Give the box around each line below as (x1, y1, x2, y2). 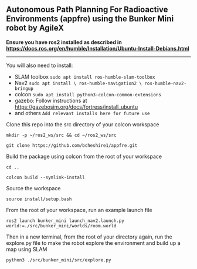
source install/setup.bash (6, 196, 72, 202)
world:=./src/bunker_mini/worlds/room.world (6, 223, 117, 228)
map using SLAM (6, 246, 47, 253)
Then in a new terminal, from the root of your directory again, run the (6, 233, 173, 240)
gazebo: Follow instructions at (14, 97, 87, 104)
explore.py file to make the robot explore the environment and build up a (6, 239, 181, 246)
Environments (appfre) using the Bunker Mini (6, 14, 174, 24)
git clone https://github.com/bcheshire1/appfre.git (6, 142, 138, 149)
